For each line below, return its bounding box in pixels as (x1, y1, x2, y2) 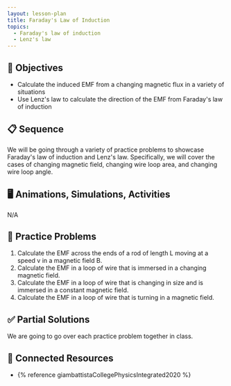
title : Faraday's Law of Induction (7, 17, 110, 24)
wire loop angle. (7, 168, 53, 176)
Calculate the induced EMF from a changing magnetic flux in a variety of (17, 80, 225, 88)
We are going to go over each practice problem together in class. (7, 332, 194, 341)
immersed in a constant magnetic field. (17, 286, 129, 294)
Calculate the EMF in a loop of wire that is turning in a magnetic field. (17, 293, 215, 302)
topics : (7, 23, 30, 30)
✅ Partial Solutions (7, 314, 90, 325)
